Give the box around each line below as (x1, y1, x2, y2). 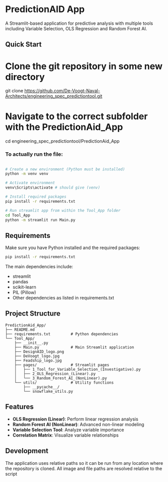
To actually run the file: (5, 151, 63, 158)
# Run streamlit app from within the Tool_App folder (5, 208, 121, 213)
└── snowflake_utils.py (23, 389, 73, 394)
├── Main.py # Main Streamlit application (14, 344, 135, 350)
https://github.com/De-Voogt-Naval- (24, 88, 100, 94)
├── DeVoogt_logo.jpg (14, 353, 60, 358)
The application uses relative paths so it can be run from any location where (5, 460, 163, 466)
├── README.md (5, 327, 35, 332)
